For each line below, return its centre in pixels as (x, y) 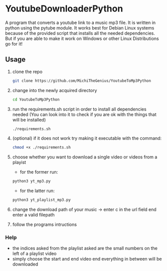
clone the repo (27, 71)
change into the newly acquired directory (55, 90)
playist (19, 162)
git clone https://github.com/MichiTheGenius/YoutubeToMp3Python (82, 80)
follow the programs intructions (45, 224)
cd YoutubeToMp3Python (36, 99)
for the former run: (39, 172)
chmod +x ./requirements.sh (41, 147)
